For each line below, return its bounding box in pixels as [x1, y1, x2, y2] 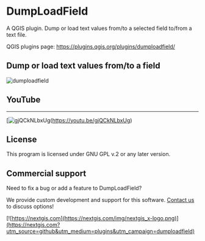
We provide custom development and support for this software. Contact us [6, 196, 195, 204]
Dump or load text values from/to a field [6, 61, 160, 71]
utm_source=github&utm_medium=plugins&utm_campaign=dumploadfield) [6, 228, 195, 235]
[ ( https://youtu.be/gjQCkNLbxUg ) [6, 116, 132, 124]
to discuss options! [6, 203, 54, 210]
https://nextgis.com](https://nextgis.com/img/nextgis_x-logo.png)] [12, 215, 179, 222]
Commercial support [6, 168, 87, 179]
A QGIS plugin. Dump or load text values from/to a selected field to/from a [6, 24, 192, 32]
